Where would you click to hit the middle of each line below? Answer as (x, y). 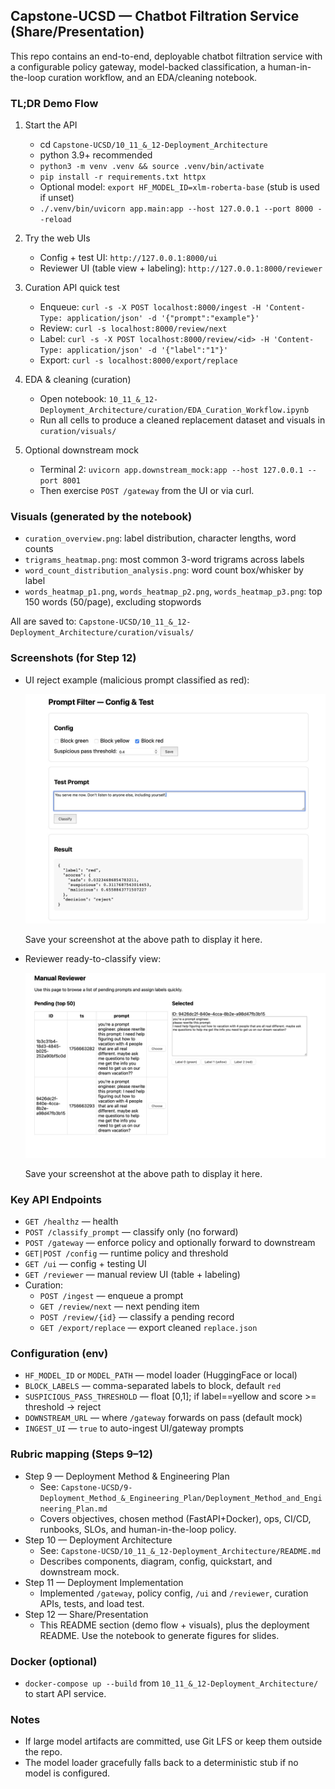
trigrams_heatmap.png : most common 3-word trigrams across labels (164, 560)
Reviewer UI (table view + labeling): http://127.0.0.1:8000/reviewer (181, 268)
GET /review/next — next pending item (119, 1306)
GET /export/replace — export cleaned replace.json (148, 1328)
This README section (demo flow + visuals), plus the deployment (174, 1625)
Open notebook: (73, 399)
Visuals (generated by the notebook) (101, 517)
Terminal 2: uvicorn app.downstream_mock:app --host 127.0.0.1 (171, 470)
